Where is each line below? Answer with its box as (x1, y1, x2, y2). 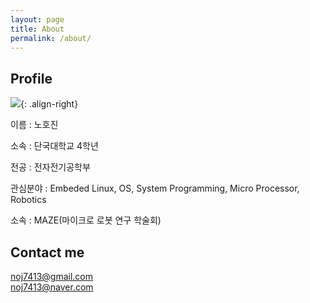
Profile (10, 70, 53, 87)
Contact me (10, 244, 85, 261)
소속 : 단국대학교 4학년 (10, 140, 99, 152)
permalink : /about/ (10, 33, 92, 43)
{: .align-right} (20, 98, 79, 110)
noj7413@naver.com (10, 281, 94, 293)
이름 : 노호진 (10, 119, 59, 131)
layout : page (10, 14, 65, 25)
